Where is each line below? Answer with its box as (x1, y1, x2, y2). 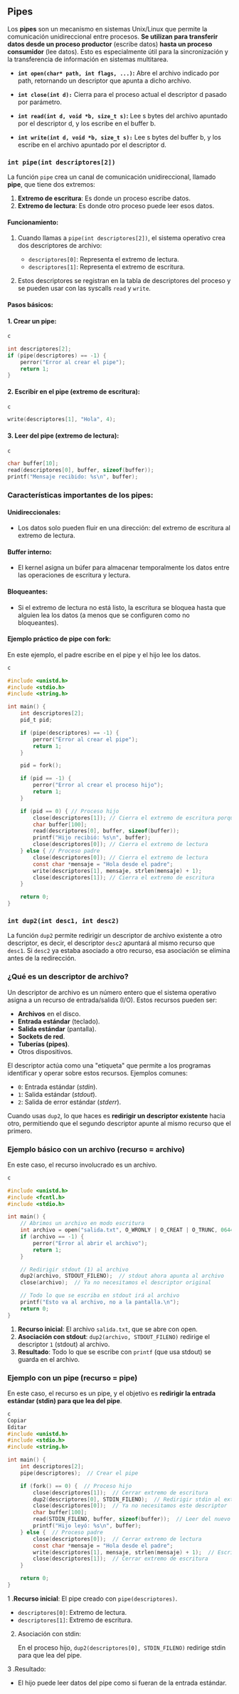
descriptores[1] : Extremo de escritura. (17, 1616, 133, 1624)
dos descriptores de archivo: (17, 242, 102, 250)
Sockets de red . (17, 1032, 65, 1040)
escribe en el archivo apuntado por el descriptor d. (17, 140, 167, 149)
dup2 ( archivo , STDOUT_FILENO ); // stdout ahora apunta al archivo (20, 1272, 224, 1280)
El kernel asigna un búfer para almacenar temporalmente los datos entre (17, 563, 230, 572)
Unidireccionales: (7, 507, 61, 516)
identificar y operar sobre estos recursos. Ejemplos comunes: (7, 1068, 188, 1077)
